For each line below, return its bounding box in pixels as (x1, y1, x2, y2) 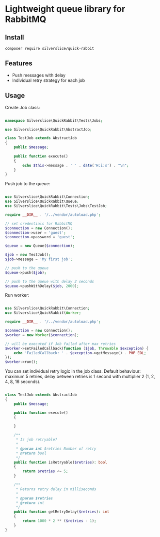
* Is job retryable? (16, 437, 57, 442)
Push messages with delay (12, 72, 66, 78)
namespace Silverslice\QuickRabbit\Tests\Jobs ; (5, 118, 103, 123)
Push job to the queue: (5, 181, 50, 187)
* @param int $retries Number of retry (16, 446, 96, 451)
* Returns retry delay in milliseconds (16, 486, 96, 492)
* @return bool (16, 451, 47, 456)
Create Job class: (5, 104, 40, 110)
